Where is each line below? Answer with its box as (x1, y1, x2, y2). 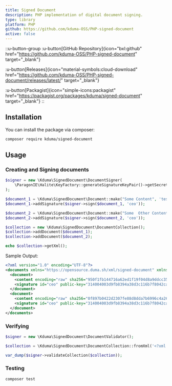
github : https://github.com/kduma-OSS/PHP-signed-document (5, 27, 134, 32)
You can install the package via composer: (5, 126, 95, 132)
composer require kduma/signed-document (5, 137, 93, 142)
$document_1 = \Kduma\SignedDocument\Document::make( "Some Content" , (5, 197, 157, 202)
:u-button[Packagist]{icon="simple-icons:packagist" (5, 87, 116, 93)
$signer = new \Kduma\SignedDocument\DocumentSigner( (5, 178, 123, 183)
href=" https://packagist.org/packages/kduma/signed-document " (5, 93, 142, 99)
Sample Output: (5, 253, 38, 259)
